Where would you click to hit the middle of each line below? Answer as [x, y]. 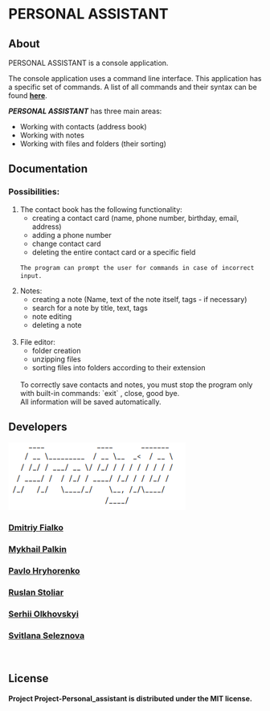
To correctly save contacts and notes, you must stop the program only [136, 384]
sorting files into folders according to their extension [119, 367]
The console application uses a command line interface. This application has [135, 78]
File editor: [38, 341]
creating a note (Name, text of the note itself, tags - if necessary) [139, 299]
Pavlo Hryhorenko [44, 571]
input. [31, 276]
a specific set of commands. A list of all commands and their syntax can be [133, 87]
